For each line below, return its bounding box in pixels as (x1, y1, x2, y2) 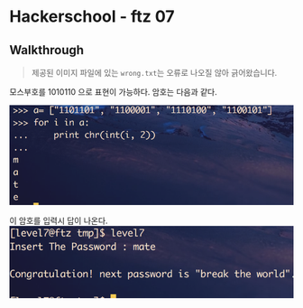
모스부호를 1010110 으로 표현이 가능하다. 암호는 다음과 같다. (9, 87, 218, 97)
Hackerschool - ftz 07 (9, 6, 175, 27)
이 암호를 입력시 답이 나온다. (9, 215, 108, 226)
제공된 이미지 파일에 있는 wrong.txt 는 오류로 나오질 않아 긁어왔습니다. (31, 68, 278, 78)
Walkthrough (9, 42, 84, 58)
